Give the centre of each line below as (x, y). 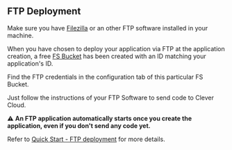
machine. (20, 35)
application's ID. (30, 63)
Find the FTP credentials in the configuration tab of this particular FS (105, 77)
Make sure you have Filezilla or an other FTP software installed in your (108, 28)
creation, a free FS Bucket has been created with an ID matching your (107, 56)
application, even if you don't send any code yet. (79, 125)
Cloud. (17, 105)
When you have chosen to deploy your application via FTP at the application (116, 48)
